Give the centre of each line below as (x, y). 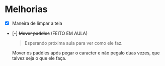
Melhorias (26, 9)
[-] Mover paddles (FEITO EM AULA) (50, 33)
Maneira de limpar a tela (37, 23)
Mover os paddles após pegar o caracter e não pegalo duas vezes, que (86, 53)
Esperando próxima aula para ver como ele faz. (73, 43)
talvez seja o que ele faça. (39, 58)
